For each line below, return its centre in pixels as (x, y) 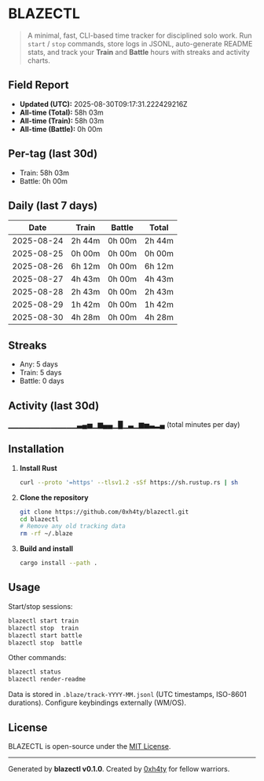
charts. (39, 60)
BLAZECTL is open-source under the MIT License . (90, 746)
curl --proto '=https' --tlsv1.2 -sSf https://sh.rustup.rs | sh (128, 482)
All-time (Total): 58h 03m (61, 112)
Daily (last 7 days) (53, 205)
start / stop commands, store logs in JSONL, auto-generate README (140, 43)
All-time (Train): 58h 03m (62, 120)
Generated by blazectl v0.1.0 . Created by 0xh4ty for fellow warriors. (119, 768)
